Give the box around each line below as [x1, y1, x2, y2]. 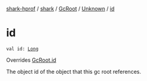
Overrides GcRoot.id [6, 56, 57, 64]
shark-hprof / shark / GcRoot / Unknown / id [6, 5, 115, 12]
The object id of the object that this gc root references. [6, 68, 142, 75]
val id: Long [6, 46, 39, 52]
